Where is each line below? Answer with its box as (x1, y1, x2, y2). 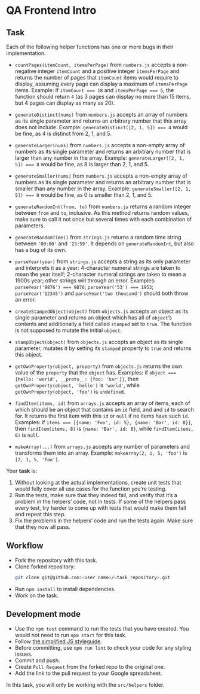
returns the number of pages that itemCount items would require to (14, 74, 179, 81)
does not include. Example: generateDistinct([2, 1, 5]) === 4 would (14, 124, 188, 130)
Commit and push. (14, 656, 61, 664)
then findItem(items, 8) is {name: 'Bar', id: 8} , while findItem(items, (14, 425, 194, 432)
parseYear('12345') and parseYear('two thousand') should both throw (14, 290, 189, 297)
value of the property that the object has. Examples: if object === (14, 369, 177, 376)
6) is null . (14, 431, 40, 439)
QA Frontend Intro (6, 4, 97, 17)
